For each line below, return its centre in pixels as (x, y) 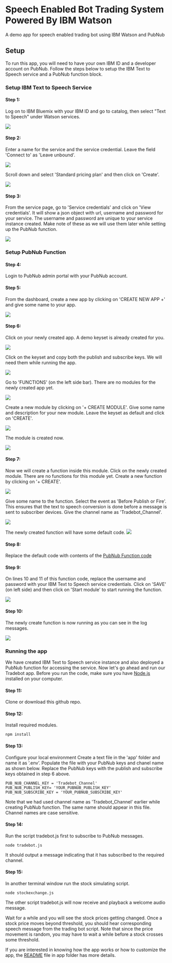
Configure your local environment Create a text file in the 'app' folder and (83, 757)
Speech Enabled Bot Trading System (85, 10)
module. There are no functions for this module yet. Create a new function (84, 476)
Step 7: (13, 459)
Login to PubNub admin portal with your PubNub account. (66, 276)
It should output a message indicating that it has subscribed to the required (85, 854)
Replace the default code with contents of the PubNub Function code (79, 556)
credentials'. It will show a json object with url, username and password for (84, 213)
